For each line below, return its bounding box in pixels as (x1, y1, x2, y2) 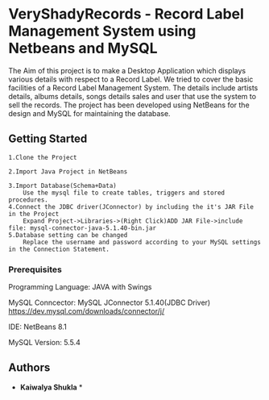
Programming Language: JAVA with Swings (8, 282, 152, 292)
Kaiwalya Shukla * (19, 382, 83, 392)
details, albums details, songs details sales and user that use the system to (8, 91, 256, 101)
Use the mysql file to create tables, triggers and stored (23, 189, 226, 197)
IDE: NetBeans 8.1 (8, 322, 67, 331)
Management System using (8, 22, 197, 40)
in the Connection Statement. (8, 245, 110, 253)
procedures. (8, 195, 48, 204)
